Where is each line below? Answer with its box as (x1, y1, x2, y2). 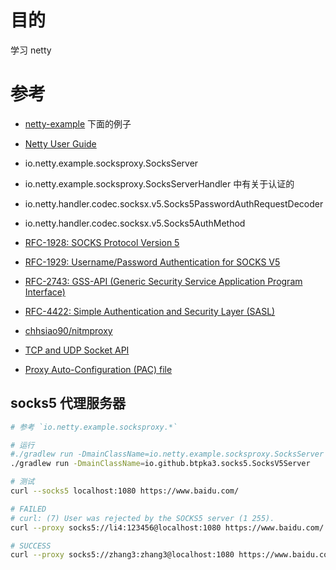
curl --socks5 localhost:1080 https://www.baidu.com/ (10, 486, 240, 496)
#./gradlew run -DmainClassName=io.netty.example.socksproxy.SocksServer (10, 449, 325, 460)
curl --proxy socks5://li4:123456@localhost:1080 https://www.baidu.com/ (10, 522, 325, 533)
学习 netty (10, 44, 52, 56)
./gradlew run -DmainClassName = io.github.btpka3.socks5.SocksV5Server (10, 459, 311, 469)
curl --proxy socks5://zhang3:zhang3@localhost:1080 (10, 550, 235, 560)
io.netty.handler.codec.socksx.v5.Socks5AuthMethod (24, 217, 246, 229)
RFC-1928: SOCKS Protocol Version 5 (24, 236, 180, 248)
